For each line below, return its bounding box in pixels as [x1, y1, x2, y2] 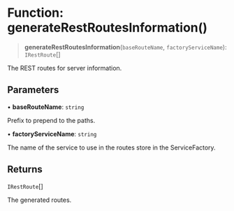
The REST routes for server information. [7, 64, 122, 72]
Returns [7, 163, 43, 175]
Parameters [7, 84, 59, 96]
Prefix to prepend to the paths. [7, 116, 96, 124]
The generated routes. [7, 196, 72, 204]
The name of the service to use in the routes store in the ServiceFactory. [7, 143, 216, 152]
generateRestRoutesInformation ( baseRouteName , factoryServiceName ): [24, 43, 227, 51]
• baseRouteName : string [7, 103, 85, 111]
